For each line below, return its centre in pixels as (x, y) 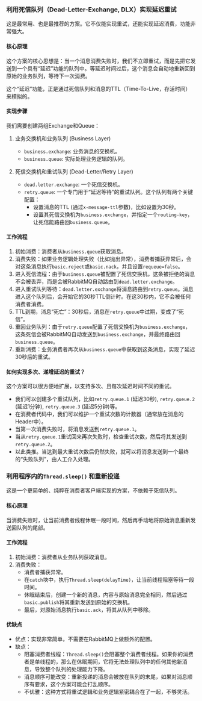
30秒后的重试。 (34, 357)
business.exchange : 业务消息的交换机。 (72, 151)
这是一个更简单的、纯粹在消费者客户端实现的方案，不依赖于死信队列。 (93, 491)
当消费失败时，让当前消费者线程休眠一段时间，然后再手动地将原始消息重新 (98, 520)
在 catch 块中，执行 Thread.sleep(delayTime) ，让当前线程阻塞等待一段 (109, 579)
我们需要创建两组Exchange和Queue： (53, 125)
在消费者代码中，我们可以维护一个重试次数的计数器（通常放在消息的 (99, 414)
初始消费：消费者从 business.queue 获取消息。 (71, 251)
